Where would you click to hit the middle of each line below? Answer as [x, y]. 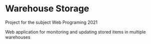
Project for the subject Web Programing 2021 [51, 22]
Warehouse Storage [47, 9]
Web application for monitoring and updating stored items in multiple [75, 32]
